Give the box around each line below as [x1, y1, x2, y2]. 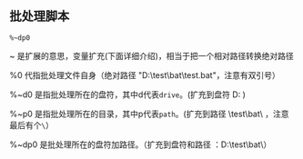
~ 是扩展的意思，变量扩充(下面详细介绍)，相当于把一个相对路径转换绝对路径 [9, 50, 294, 61]
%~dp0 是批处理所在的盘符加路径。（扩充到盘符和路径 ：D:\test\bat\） [9, 139, 272, 150]
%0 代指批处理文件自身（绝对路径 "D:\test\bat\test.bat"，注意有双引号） [9, 69, 280, 80]
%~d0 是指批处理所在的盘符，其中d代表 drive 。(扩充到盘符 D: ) [9, 89, 246, 100]
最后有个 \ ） [9, 119, 55, 130]
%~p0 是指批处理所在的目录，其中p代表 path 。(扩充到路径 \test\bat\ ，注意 [9, 108, 289, 119]
